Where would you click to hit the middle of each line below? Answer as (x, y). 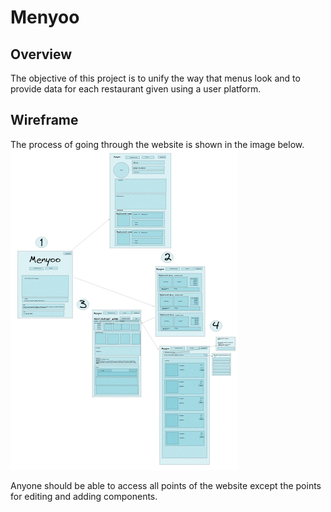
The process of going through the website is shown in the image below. (157, 144)
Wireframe (44, 120)
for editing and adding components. (84, 496)
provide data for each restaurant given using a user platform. (136, 89)
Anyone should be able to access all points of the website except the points (166, 485)
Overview (41, 54)
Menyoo (45, 17)
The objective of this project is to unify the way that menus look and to (155, 78)
